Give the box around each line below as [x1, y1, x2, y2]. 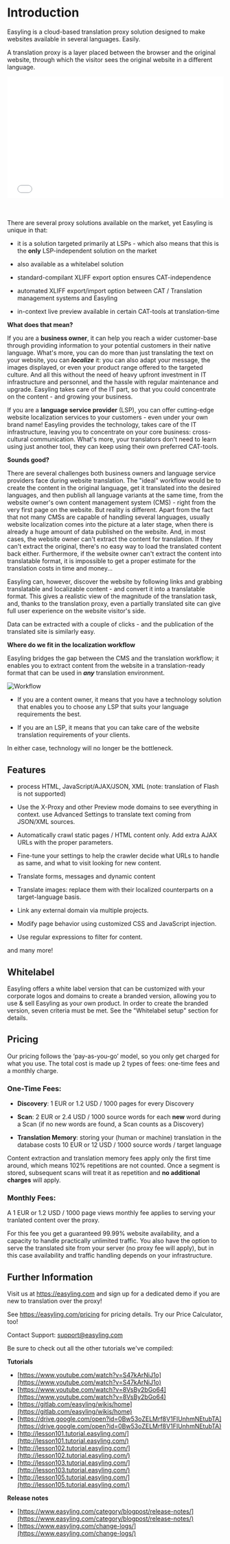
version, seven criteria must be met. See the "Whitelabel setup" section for [7, 1006, 218, 1015]
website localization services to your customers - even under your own [7, 413, 208, 421]
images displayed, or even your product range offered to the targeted [7, 363, 204, 372]
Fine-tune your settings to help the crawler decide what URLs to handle [16, 852, 220, 860]
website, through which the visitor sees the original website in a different [7, 55, 213, 63]
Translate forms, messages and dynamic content [16, 872, 156, 880]
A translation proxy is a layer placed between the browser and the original [7, 48, 216, 56]
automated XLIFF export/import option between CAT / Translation [16, 287, 203, 295]
